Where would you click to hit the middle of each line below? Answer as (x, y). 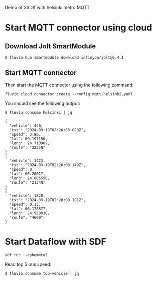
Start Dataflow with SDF (56, 242)
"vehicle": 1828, (28, 196)
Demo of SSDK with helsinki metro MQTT (47, 7)
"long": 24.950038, (30, 213)
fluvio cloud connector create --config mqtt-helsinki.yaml (69, 94)
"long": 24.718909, (30, 143)
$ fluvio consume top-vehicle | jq (42, 273)
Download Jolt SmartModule (51, 46)
